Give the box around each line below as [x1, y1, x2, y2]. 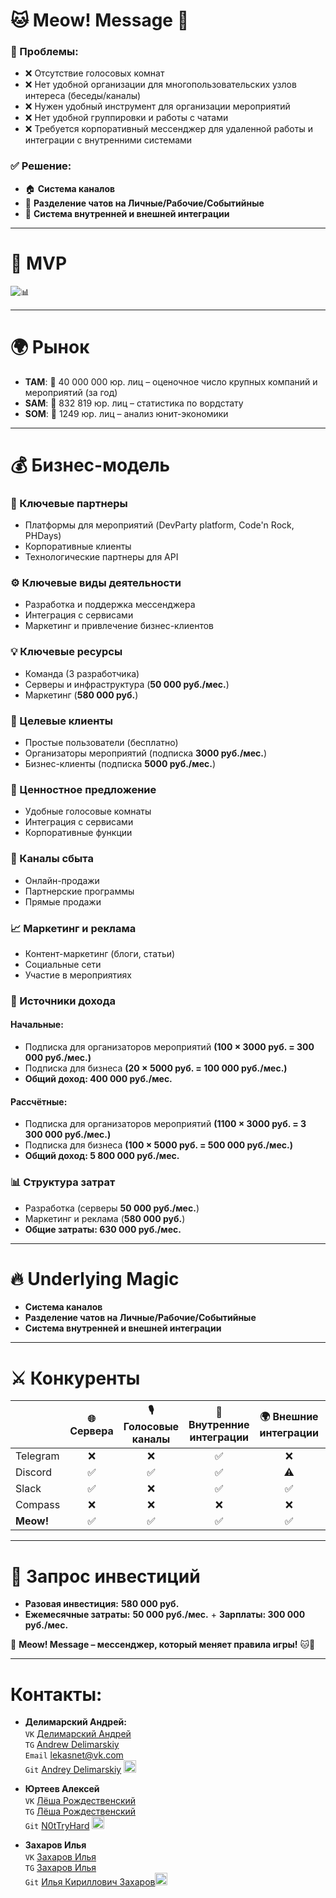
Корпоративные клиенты [24, 540, 132, 553]
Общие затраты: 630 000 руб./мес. [24, 1223, 182, 1235]
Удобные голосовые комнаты [24, 805, 152, 818]
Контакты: [10, 1683, 103, 1706]
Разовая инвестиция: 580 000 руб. [24, 1598, 180, 1610]
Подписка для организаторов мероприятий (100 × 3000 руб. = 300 [24, 1041, 315, 1053]
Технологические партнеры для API [24, 551, 179, 563]
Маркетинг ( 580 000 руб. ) [24, 689, 139, 701]
